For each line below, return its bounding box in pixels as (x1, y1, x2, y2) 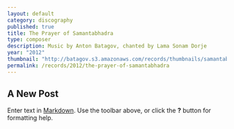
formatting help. (7, 114, 54, 122)
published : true (7, 23, 54, 30)
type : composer (7, 36, 52, 43)
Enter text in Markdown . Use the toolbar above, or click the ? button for (7, 106, 211, 115)
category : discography (7, 17, 73, 24)
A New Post (7, 88, 59, 100)
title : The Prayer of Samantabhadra (7, 29, 114, 37)
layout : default (7, 10, 54, 17)
